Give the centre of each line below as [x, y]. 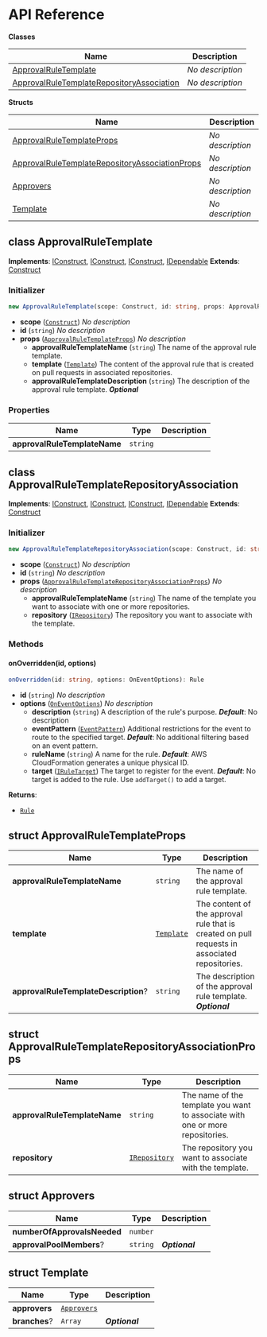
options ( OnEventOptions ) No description [86, 703]
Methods [26, 644]
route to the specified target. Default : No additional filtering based [140, 738]
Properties [29, 409]
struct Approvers [52, 1196]
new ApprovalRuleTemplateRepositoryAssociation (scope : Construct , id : [128, 549]
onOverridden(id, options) [52, 663]
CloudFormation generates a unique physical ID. [110, 763]
